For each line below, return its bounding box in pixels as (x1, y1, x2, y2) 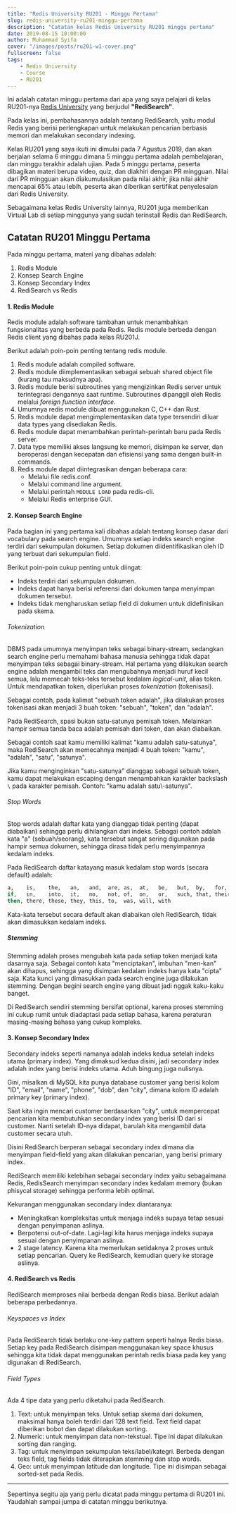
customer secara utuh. (7, 1129, 73, 1137)
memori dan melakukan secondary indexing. (7, 131, 136, 140)
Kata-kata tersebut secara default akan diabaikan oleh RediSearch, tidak (7, 910, 217, 918)
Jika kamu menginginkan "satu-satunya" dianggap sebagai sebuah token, (7, 766, 221, 775)
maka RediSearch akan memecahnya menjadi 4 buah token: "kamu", (7, 745, 205, 754)
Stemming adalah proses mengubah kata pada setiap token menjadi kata (7, 951, 218, 960)
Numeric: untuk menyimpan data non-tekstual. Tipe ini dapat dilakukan (17, 1432, 223, 1441)
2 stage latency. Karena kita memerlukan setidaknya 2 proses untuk (17, 1243, 214, 1252)
